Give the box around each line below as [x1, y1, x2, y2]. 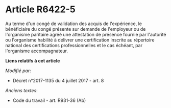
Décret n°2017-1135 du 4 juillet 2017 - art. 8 [12, 77, 104, 83]
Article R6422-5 [5, 4, 76, 15]
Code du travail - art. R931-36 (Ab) [12, 97, 86, 103]
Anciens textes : [5, 87, 38, 93]
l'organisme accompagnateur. [5, 48, 68, 54]
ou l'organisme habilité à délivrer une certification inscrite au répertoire [5, 37, 155, 43]
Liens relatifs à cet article [5, 57, 60, 63]
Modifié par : [5, 68, 32, 74]
